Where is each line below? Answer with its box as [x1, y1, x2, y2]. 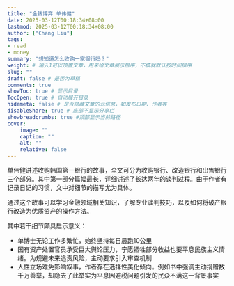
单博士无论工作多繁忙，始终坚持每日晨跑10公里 [17, 237, 153, 244]
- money [7, 49, 30, 56]
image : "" [19, 127, 49, 134]
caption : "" [19, 133, 54, 140]
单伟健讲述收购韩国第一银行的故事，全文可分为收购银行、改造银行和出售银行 [7, 166, 227, 174]
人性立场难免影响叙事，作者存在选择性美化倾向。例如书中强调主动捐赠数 [17, 262, 225, 271]
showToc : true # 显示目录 [7, 88, 79, 95]
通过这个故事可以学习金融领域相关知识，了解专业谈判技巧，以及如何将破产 [7, 198, 221, 206]
